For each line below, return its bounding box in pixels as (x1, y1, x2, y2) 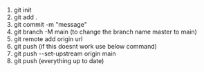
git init (13, 6, 32, 14)
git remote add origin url (13, 35, 83, 43)
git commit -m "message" (13, 21, 88, 28)
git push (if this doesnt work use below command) (13, 43, 158, 50)
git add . (13, 13, 38, 21)
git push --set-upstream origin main (13, 49, 116, 58)
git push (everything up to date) (13, 57, 104, 64)
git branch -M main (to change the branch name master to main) (13, 27, 197, 36)
